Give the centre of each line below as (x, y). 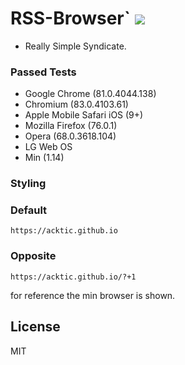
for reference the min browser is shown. (93, 295)
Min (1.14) (44, 158)
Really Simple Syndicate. (75, 46)
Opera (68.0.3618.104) (70, 136)
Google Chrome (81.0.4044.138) (90, 94)
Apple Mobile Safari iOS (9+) (84, 115)
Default (29, 210)
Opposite (33, 256)
